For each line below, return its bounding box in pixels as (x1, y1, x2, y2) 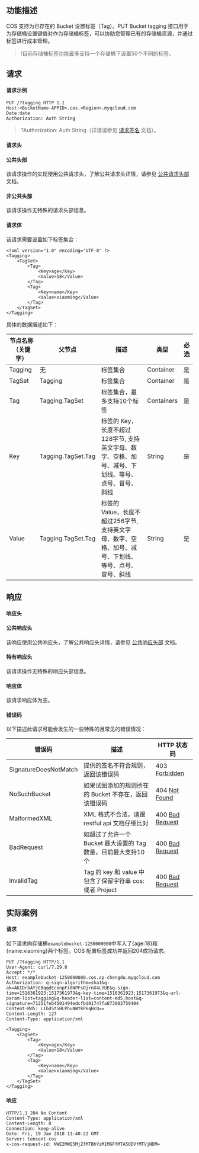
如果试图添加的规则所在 (84, 782, 149, 790)
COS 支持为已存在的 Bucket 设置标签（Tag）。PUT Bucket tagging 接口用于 (6, 23, 189, 30)
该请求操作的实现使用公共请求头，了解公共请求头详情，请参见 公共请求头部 (6, 171, 190, 178)
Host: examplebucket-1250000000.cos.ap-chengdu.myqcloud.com (6, 975, 161, 981)
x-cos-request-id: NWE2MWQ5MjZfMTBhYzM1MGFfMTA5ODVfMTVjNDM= (6, 1141, 161, 1148)
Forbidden (155, 769, 185, 777)
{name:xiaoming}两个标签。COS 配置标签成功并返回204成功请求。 (6, 947, 169, 954)
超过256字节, (101, 517, 139, 525)
